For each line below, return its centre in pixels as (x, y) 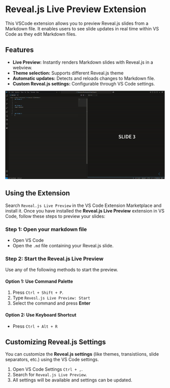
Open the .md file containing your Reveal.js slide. (63, 245)
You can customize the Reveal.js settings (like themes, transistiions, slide (82, 354)
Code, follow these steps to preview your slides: (55, 216)
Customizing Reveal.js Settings (56, 342)
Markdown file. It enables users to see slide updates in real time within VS (82, 28)
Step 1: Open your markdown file (46, 229)
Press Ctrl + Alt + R (35, 326)
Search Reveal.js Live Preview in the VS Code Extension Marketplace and (83, 205)
